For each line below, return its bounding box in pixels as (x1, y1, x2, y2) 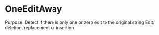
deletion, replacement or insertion (5, 24, 74, 30)
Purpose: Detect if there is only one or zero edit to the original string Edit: (5, 19, 155, 25)
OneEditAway (5, 3, 62, 15)
